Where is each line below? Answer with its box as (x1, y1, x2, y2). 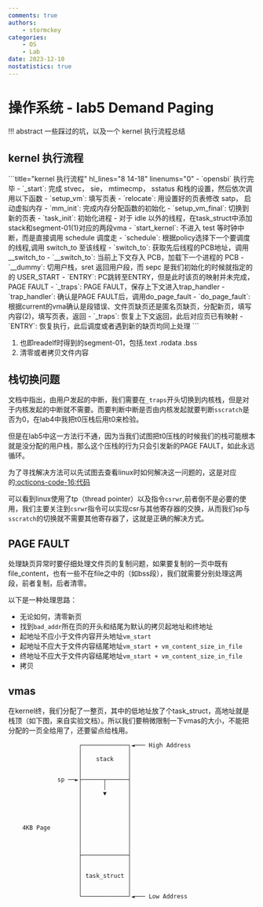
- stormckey (22, 26, 61, 34)
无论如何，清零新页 (19, 612, 82, 621)
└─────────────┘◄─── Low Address (78, 892, 188, 900)
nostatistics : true (8, 63, 72, 71)
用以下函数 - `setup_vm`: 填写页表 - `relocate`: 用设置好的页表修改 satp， (8, 193, 243, 203)
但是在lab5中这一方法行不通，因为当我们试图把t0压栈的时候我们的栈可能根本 (8, 431, 256, 441)
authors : (8, 19, 37, 27)
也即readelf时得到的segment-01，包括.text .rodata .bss (19, 338, 198, 347)
